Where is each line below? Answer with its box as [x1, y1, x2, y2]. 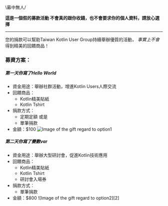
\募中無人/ [5, 4, 26, 10]
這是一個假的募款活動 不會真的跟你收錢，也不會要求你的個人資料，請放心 [5, 15, 155, 21]
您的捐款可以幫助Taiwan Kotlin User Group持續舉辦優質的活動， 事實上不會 [5, 36, 160, 42]
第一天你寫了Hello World [5, 69, 56, 76]
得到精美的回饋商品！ [5, 43, 49, 48]
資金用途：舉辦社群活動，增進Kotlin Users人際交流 [12, 83, 116, 89]
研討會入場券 [19, 176, 46, 182]
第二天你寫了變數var [5, 138, 47, 144]
